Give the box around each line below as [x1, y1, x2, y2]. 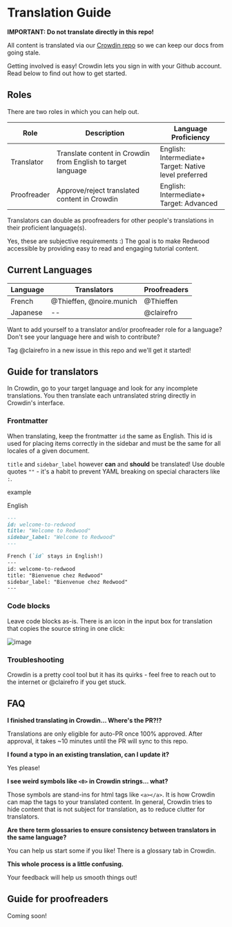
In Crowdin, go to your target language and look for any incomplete [7, 384, 198, 393]
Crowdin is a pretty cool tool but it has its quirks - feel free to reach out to [7, 670, 216, 679]
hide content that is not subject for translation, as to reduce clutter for [7, 805, 206, 813]
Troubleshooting [7, 654, 64, 664]
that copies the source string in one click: [7, 624, 125, 632]
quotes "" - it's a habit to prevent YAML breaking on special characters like [7, 467, 220, 476]
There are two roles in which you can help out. [7, 107, 139, 115]
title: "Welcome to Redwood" [7, 527, 91, 534]
